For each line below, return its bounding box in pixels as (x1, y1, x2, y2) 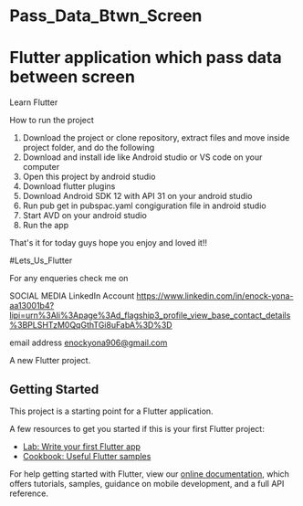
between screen (9, 67, 135, 88)
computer (22, 162, 60, 173)
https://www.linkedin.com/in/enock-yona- (136, 290, 294, 301)
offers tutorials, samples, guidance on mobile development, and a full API (9, 478, 285, 489)
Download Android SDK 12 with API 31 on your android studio (22, 191, 253, 202)
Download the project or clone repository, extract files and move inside (22, 132, 290, 143)
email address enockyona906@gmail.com (9, 337, 168, 348)
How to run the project (9, 115, 94, 126)
